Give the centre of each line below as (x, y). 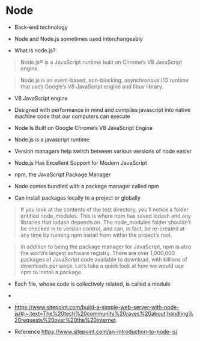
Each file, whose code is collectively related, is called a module (92, 284)
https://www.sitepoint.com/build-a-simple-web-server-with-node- (97, 307)
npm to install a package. (51, 272)
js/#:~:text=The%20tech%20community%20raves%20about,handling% (104, 313)
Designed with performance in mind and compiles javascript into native (102, 109)
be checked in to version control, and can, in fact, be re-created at (102, 229)
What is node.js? (35, 50)
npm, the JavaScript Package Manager (62, 174)
